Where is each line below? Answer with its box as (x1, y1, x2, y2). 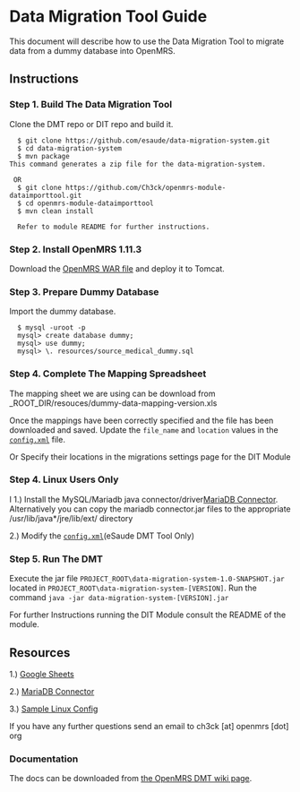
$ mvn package (17, 151, 70, 160)
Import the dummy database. (9, 306, 116, 317)
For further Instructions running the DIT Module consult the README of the (9, 609, 287, 620)
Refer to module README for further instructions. (17, 222, 210, 231)
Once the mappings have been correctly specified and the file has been (9, 415, 274, 426)
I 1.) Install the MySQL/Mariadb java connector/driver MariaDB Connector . (9, 494, 279, 504)
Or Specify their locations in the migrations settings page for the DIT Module (9, 451, 291, 462)
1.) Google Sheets (9, 668, 74, 679)
